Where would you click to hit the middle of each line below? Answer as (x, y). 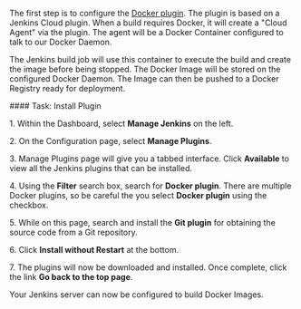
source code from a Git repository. (73, 232)
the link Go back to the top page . (71, 277)
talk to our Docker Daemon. (61, 42)
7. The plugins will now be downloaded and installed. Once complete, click (148, 267)
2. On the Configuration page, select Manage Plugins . (111, 141)
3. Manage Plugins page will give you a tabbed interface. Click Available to (150, 159)
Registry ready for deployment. (68, 88)
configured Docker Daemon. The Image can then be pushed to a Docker (144, 79)
